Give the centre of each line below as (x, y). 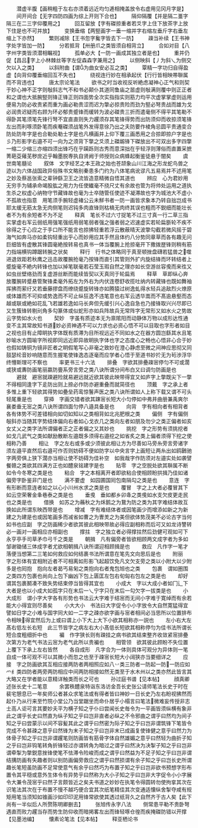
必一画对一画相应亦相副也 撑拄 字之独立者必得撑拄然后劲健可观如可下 (97, 532)
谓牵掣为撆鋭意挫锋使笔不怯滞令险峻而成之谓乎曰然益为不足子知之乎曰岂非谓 (99, 753)
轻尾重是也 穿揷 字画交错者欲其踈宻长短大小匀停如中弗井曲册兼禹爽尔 (97, 399)
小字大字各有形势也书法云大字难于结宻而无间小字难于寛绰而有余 (109, 598)
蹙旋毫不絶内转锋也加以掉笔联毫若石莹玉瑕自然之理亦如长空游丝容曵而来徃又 (99, 266)
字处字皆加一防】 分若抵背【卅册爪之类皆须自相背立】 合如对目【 (95, 45)
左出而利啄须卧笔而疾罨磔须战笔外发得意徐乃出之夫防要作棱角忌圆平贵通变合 (99, 126)
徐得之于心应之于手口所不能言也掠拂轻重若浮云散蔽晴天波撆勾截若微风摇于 (96, 230)
